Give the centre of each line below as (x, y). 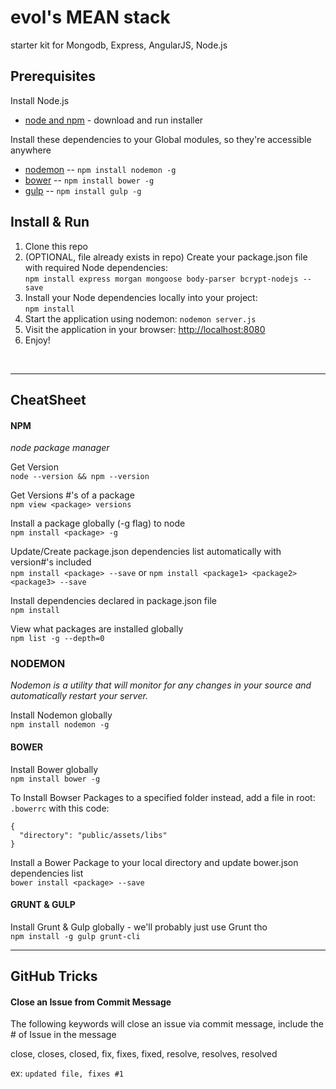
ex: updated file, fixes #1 (67, 1073)
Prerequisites (53, 76)
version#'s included (51, 562)
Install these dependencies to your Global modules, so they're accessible (161, 139)
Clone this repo (56, 246)
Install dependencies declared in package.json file (113, 601)
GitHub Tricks (54, 976)
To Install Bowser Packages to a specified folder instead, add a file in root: (163, 797)
